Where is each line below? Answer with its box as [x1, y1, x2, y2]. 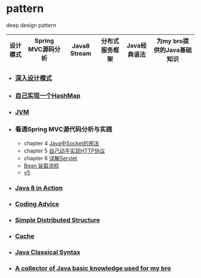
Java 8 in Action [14, 184, 63, 192]
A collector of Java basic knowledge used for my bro [14, 264, 172, 272]
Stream [70, 49, 92, 57]
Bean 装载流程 [23, 162, 60, 169]
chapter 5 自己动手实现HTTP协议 [23, 147, 105, 154]
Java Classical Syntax [14, 248, 81, 256]
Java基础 [165, 45, 192, 54]
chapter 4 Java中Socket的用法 [23, 140, 99, 146]
